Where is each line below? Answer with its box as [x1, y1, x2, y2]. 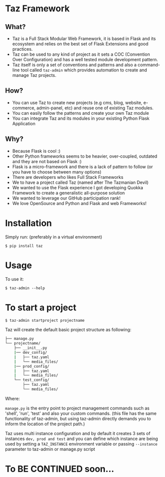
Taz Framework [5, 3, 70, 14]
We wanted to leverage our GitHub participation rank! [12, 195, 121, 201]
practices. [12, 46, 33, 52]
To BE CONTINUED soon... [5, 464, 114, 475]
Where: [5, 395, 20, 402]
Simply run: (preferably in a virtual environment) [5, 234, 102, 239]
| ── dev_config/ [14, 350, 48, 355]
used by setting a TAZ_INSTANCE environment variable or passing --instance [5, 441, 158, 446]
